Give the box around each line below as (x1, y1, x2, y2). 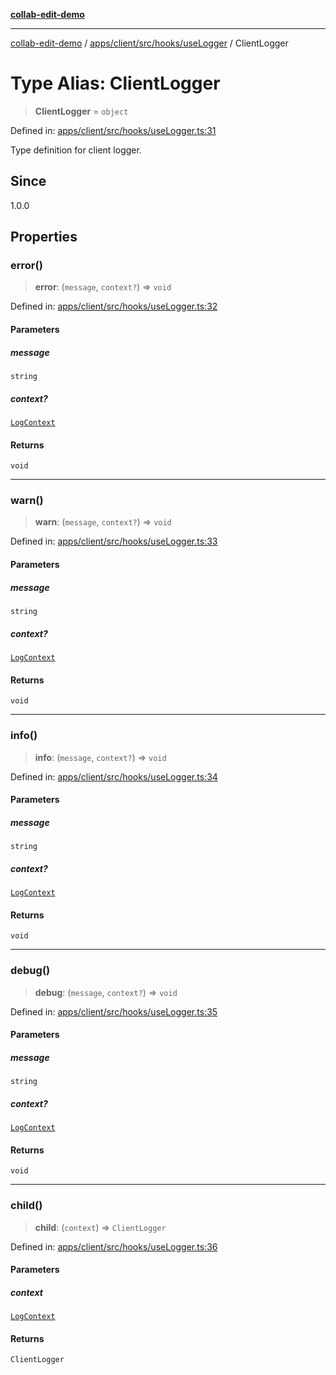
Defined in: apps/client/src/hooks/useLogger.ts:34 (10, 770, 218, 783)
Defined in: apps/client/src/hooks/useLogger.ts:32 (10, 300, 218, 313)
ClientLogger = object (34, 105, 129, 117)
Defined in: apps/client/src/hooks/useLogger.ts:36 (10, 1240, 218, 1253)
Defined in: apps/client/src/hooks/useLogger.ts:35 (10, 1005, 218, 1018)
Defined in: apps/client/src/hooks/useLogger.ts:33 (10, 535, 218, 548)
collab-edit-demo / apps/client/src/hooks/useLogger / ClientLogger (10, 37, 289, 49)
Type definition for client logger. (10, 144, 142, 156)
